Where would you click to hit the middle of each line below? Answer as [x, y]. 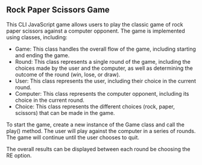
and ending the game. [42, 55]
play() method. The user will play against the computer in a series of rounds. [101, 131]
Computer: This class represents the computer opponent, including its [102, 93]
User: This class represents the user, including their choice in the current [105, 81]
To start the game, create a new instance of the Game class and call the [96, 124]
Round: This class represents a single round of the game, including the [103, 61]
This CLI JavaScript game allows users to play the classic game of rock [95, 24]
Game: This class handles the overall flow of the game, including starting [105, 49]
